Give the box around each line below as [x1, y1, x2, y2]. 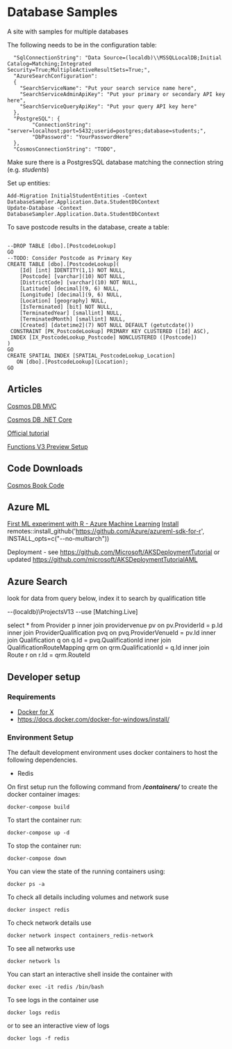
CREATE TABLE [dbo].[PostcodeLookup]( [7, 261, 119, 268]
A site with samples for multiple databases [7, 27, 129, 36]
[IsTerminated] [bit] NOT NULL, [19, 303, 113, 310]
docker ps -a [7, 881, 45, 888]
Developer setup [7, 671, 81, 683]
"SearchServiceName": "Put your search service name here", [19, 84, 197, 91]
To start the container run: [7, 816, 82, 825]
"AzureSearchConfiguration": [13, 72, 98, 79]
